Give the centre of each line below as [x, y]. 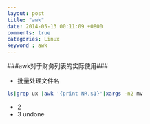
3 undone [31, 114]
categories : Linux [33, 39]
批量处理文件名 [38, 81]
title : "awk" [26, 20]
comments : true [29, 33]
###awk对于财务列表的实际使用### [58, 66]
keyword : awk [28, 45]
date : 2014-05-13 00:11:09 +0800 [55, 26]
